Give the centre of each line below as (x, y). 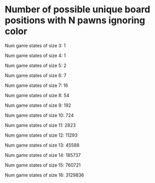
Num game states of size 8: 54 (37, 95)
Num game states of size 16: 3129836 (45, 175)
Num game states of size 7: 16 (37, 85)
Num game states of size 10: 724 (39, 115)
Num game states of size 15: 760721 (43, 165)
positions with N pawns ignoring (75, 20)
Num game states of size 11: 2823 (40, 125)
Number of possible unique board (77, 10)
